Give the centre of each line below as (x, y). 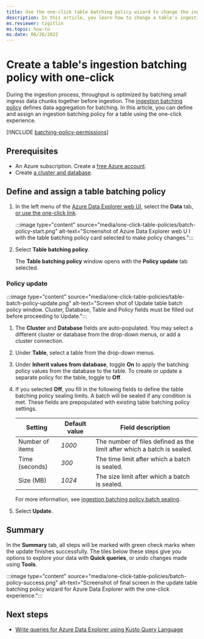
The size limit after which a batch (143, 476)
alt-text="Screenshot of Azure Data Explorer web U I (124, 231)
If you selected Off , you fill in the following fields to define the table (99, 389)
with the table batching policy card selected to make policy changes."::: (104, 238)
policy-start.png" (36, 231)
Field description (145, 427)
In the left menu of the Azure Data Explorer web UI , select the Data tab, (104, 206)
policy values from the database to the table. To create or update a (98, 371)
